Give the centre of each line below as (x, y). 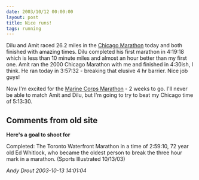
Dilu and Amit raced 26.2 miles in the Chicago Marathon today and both (94, 45)
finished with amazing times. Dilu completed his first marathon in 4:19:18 (95, 52)
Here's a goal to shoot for (38, 135)
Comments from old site (52, 120)
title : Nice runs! (29, 23)
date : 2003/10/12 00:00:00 (40, 12)
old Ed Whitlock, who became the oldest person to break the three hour (94, 152)
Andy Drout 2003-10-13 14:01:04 (46, 170)
